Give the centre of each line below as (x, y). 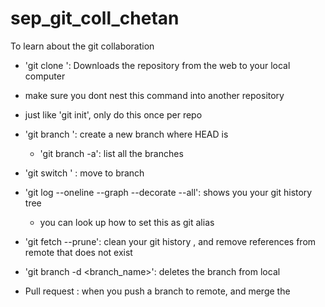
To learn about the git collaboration (82, 46)
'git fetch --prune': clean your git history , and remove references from (170, 241)
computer (45, 76)
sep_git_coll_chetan (95, 18)
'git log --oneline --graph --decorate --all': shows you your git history (168, 192)
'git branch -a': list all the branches (111, 153)
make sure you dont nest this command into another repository (154, 95)
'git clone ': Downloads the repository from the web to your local (157, 65)
